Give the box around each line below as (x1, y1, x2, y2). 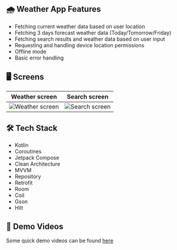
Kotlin (14, 142, 29, 149)
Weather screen (11, 93, 57, 101)
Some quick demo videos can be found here (6, 237, 113, 244)
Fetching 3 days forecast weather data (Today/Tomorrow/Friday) (14, 29, 172, 36)
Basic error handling (14, 54, 64, 61)
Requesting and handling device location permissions (14, 41, 145, 48)
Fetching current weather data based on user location (14, 22, 145, 30)
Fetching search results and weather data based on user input (14, 35, 166, 42)
